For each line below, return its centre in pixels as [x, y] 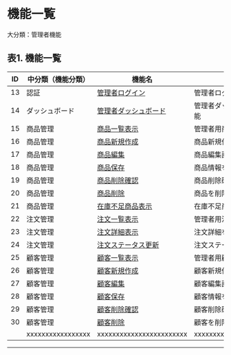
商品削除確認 [118, 180]
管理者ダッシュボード [132, 111]
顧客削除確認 [118, 309]
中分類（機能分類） [58, 79]
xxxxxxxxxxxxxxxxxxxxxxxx [142, 334]
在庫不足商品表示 [125, 206]
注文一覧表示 [118, 219]
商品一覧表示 [118, 129]
